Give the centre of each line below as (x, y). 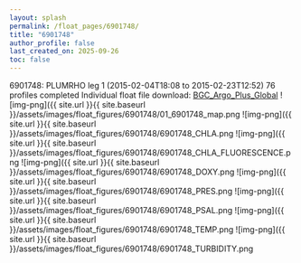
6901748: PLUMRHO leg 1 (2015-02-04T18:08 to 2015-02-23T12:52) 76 (142, 85)
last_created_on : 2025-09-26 (64, 52)
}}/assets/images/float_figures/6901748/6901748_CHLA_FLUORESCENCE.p (150, 153)
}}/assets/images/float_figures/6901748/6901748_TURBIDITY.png (132, 249)
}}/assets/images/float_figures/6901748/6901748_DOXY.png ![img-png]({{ (148, 172)
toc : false (30, 60)
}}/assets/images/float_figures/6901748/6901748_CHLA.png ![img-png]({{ (147, 133)
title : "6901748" (42, 34)
